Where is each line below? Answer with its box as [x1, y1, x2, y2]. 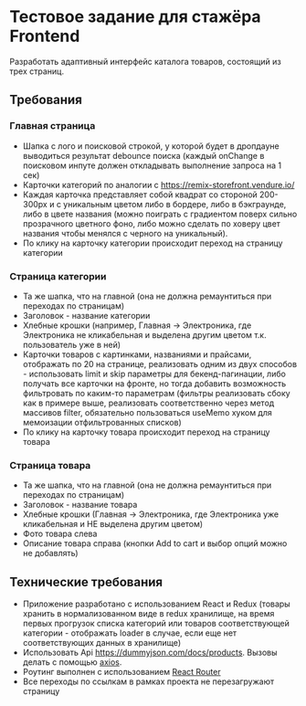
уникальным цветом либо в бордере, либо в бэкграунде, [63, 198, 287, 209]
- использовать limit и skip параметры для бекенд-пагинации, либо [22, 368, 286, 379]
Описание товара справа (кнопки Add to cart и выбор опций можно [22, 538, 288, 549]
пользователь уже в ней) [22, 339, 121, 350]
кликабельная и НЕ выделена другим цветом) [22, 519, 204, 530]
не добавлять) [22, 548, 79, 559]
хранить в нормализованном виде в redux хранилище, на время [22, 608, 275, 619]
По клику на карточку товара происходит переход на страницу [22, 427, 270, 437]
